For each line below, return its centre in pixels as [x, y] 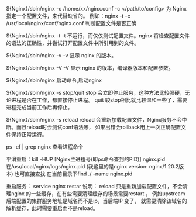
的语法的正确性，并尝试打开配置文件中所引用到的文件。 [73, 43]
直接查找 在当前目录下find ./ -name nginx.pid [79, 174]
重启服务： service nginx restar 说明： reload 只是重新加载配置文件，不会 [94, 186]
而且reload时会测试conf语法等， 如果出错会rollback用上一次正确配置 [99, 127]
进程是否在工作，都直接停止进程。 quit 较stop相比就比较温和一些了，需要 [99, 100]
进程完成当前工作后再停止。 [39, 107]
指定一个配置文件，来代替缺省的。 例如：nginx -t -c [68, 16]
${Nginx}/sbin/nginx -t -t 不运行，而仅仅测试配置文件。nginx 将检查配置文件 [98, 36]
